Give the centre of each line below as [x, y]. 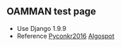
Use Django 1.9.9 [41, 28]
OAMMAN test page [51, 12]
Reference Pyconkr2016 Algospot [66, 36]
